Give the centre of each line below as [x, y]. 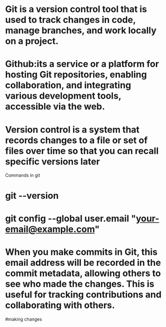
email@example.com [50, 229]
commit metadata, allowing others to [83, 273]
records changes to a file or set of [76, 140]
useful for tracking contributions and [83, 294]
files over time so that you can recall [82, 151]
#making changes [24, 319]
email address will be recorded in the [83, 263]
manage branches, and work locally [81, 31]
